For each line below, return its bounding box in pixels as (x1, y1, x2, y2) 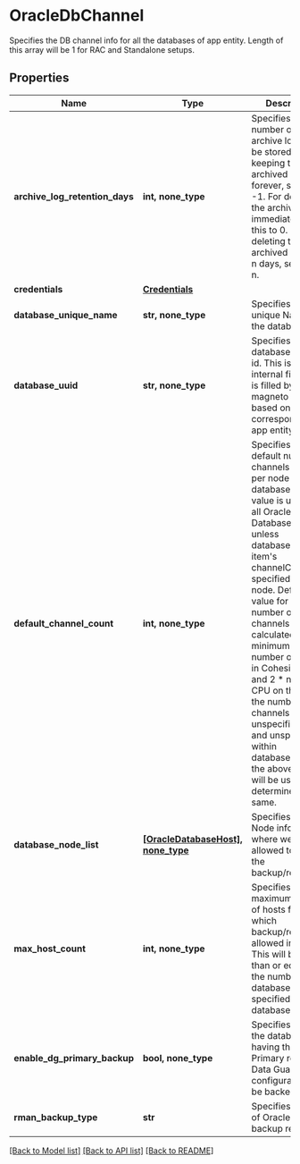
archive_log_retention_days (13, 190, 134, 202)
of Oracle (251, 1110, 291, 1123)
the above (251, 762, 294, 774)
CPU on (251, 684, 284, 696)
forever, (251, 179, 284, 191)
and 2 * (251, 672, 284, 685)
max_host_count (13, 942, 87, 955)
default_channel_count (13, 617, 114, 629)
